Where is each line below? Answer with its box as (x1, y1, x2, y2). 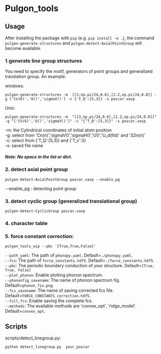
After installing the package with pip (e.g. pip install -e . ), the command (5, 35, 155, 41)
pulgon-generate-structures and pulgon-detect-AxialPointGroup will (5, 40, 142, 46)
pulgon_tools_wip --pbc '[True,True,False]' (5, 244, 96, 249)
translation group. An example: (5, 74, 66, 80)
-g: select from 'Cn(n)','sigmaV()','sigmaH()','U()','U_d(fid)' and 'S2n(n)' (5, 132, 146, 138)
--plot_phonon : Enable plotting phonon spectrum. (5, 272, 103, 278)
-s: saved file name (5, 143, 44, 148)
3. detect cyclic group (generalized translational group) (5, 197, 137, 204)
